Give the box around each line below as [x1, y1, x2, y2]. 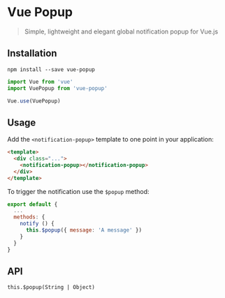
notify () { [20, 221, 55, 228]
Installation [7, 47, 57, 59]
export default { [7, 200, 58, 208]
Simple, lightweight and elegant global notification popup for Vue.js [24, 27, 219, 36]
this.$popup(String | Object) [7, 284, 96, 291]
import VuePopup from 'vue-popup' [7, 84, 108, 91]
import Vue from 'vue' [7, 78, 73, 85]
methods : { [13, 214, 45, 221]
